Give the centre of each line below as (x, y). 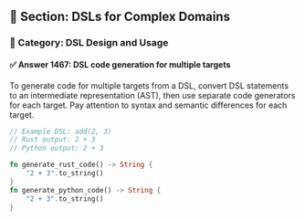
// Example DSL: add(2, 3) (61, 131)
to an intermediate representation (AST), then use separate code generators (152, 95)
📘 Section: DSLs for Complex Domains (120, 17)
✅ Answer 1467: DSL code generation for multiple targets (120, 64)
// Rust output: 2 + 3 (53, 140)
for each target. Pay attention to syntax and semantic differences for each (148, 105)
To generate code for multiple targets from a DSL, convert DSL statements (149, 85)
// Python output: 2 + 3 (57, 148)
